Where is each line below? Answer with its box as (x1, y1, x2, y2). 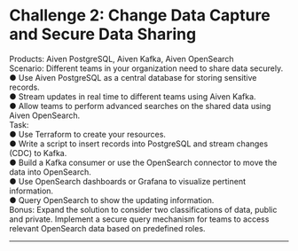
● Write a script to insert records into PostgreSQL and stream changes (9, 138, 269, 149)
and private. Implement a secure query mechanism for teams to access (9, 214, 270, 224)
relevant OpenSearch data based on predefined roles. (9, 223, 206, 233)
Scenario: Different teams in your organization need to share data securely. (9, 63, 284, 74)
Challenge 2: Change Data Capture (9, 5, 271, 26)
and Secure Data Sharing (9, 24, 197, 44)
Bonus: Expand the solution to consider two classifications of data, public (9, 204, 278, 215)
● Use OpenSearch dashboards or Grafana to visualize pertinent (9, 176, 247, 186)
